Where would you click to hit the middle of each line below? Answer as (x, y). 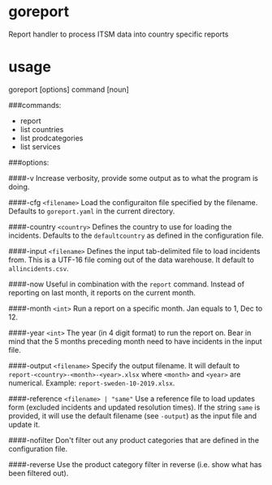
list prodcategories (52, 138)
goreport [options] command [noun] (69, 89)
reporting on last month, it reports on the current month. (102, 292)
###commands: (35, 105)
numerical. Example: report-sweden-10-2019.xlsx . (92, 383)
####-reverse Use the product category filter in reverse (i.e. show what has (135, 464)
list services (40, 146)
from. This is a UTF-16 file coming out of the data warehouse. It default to (131, 260)
